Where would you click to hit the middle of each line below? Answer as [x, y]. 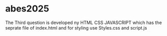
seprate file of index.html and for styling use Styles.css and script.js [76, 27]
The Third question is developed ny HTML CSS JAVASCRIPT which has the [84, 22]
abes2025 [27, 9]
